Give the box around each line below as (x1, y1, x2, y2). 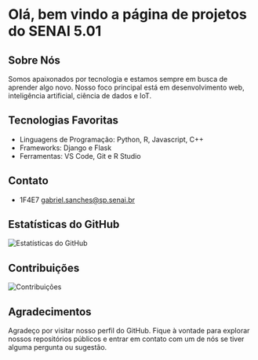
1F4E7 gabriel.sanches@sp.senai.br (19, 195, 136, 204)
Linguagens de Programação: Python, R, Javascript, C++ (19, 134, 204, 144)
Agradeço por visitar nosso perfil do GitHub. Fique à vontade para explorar (8, 326, 250, 336)
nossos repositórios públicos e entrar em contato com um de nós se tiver (8, 334, 245, 343)
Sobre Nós (8, 53, 61, 67)
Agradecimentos (8, 305, 92, 318)
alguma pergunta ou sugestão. (8, 343, 107, 352)
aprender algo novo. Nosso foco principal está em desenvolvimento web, (8, 83, 245, 92)
